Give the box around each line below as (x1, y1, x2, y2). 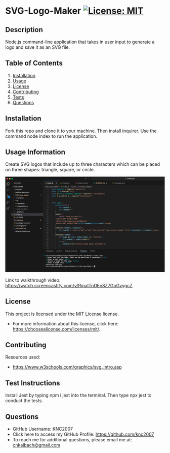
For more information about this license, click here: (12, 320, 119, 326)
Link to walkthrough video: (5, 277, 61, 283)
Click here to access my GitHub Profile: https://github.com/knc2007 (12, 431, 154, 437)
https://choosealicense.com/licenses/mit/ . (12, 326, 101, 332)
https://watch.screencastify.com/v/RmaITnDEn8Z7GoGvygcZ (5, 282, 133, 288)
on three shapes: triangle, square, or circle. (5, 167, 95, 173)
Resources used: (5, 354, 40, 360)
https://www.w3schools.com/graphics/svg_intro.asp (12, 364, 122, 370)
